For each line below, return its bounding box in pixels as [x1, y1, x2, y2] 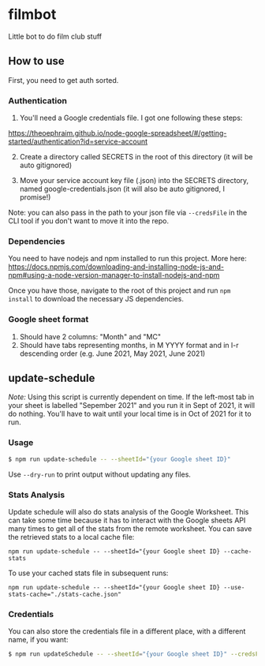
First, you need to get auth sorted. [8, 75, 119, 84]
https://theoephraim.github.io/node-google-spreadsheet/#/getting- [8, 129, 227, 138]
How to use [8, 54, 65, 68]
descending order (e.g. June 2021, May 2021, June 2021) [19, 349, 206, 358]
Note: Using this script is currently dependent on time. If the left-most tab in [8, 392, 255, 402]
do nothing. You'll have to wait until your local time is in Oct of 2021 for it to [8, 409, 252, 419]
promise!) [19, 193, 51, 202]
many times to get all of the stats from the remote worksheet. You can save [8, 523, 252, 533]
